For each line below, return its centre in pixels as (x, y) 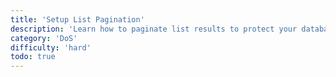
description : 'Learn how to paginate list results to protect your (154, 29)
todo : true (33, 57)
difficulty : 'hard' (51, 47)
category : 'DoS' (44, 38)
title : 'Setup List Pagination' (77, 19)
